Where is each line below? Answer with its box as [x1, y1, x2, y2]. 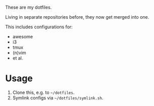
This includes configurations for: [5, 24, 73, 30]
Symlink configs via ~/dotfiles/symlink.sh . [12, 94, 104, 100]
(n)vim [12, 50, 26, 56]
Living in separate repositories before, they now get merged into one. [5, 14, 149, 20]
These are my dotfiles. [5, 5, 52, 10]
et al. [12, 55, 23, 61]
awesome [12, 34, 33, 39]
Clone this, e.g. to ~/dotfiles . [12, 89, 75, 95]
